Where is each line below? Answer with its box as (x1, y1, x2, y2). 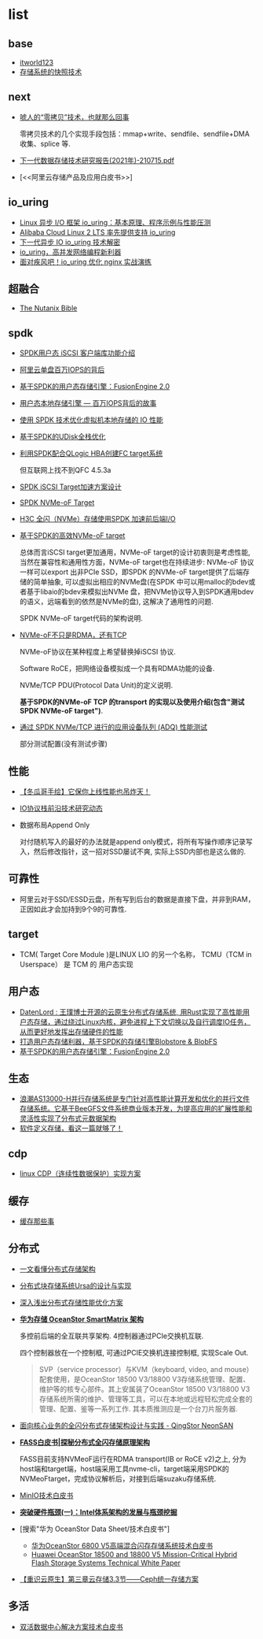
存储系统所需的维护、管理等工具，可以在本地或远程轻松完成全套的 (38, 1394, 253, 1404)
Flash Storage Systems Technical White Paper (31, 1558, 181, 1567)
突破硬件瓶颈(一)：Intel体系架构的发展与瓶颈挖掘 (19, 1507, 178, 1517)
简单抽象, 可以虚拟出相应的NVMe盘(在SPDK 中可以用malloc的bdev (33, 577, 249, 587)
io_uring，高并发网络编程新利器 (19, 247, 122, 257)
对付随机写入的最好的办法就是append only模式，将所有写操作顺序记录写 (19, 837, 253, 847)
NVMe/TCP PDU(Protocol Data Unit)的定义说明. (19, 680, 174, 690)
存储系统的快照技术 (19, 67, 82, 76)
